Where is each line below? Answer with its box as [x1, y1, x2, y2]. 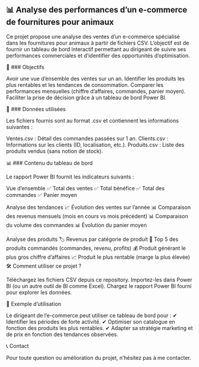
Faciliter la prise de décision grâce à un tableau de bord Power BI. [6, 94, 167, 101]
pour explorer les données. [6, 288, 72, 296]
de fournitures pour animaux [6, 17, 114, 27]
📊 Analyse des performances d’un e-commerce [6, 5, 188, 15]
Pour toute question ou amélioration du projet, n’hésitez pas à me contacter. [6, 354, 191, 361]
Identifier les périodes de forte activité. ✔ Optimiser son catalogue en [6, 318, 176, 325]
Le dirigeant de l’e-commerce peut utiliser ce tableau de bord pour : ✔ [6, 312, 178, 319]
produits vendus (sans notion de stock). [6, 148, 104, 155]
